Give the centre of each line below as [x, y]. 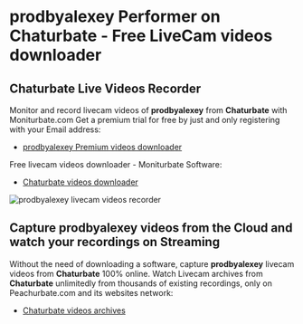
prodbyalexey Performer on [115, 17]
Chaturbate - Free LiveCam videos [141, 36]
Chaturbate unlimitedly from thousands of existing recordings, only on [141, 283]
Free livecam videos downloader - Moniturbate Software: [116, 164]
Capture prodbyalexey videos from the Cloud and [151, 228]
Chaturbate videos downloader [80, 182]
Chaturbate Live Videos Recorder [105, 88]
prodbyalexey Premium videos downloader [102, 147]
